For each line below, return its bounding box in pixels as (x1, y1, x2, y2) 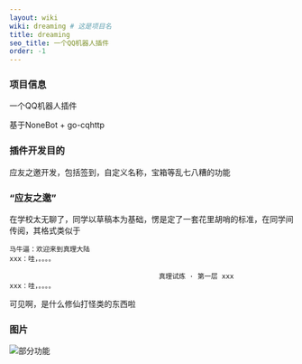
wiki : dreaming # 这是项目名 (9, 22, 113, 31)
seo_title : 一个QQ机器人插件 (9, 38, 110, 48)
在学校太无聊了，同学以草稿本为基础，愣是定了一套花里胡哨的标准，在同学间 (9, 214, 294, 225)
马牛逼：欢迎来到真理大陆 (9, 245, 90, 254)
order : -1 (9, 47, 47, 56)
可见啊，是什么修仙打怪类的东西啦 (9, 299, 136, 310)
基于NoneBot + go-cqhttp (9, 119, 105, 131)
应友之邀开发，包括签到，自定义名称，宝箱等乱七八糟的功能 (9, 166, 231, 177)
